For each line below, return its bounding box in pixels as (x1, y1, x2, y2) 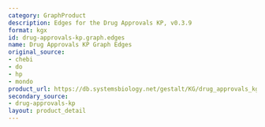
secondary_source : (8, 92, 69, 100)
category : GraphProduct (8, 11, 87, 20)
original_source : (8, 48, 65, 56)
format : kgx (8, 26, 47, 34)
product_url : (8, 84, 51, 93)
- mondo (8, 77, 34, 85)
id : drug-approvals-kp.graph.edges (8, 33, 125, 42)
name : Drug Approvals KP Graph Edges (8, 41, 132, 49)
